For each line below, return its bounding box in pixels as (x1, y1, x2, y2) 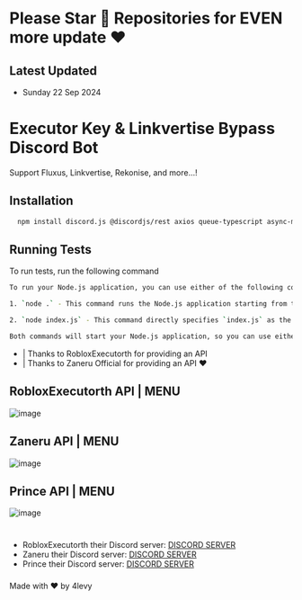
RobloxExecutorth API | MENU (9, 384, 182, 399)
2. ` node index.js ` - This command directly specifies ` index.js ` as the (9, 316, 292, 325)
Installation (9, 193, 74, 209)
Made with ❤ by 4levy (9, 580, 93, 592)
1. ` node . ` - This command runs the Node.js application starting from (9, 300, 288, 309)
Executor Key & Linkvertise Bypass (9, 119, 276, 139)
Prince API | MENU (9, 483, 115, 498)
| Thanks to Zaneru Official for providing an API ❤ (22, 357, 208, 368)
